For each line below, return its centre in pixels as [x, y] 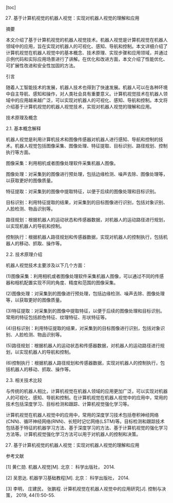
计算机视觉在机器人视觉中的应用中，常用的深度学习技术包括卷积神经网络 [82, 415]
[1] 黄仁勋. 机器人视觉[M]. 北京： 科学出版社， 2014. [61, 467]
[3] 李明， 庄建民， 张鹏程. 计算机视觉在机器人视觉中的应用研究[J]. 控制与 [84, 489]
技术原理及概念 [22, 117]
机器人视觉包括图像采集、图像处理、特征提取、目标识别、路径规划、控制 [91, 146]
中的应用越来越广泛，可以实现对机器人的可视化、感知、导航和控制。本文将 [89, 100]
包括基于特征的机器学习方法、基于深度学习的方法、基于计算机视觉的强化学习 [87, 428]
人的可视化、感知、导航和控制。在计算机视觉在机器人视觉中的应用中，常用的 [87, 397]
